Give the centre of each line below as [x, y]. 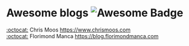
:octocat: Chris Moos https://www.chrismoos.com [68, 30]
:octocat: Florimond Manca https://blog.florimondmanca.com [82, 36]
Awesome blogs [48, 13]
